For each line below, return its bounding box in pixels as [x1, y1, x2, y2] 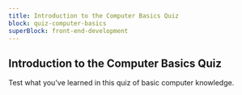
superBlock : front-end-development [8, 27, 129, 35]
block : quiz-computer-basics [8, 19, 107, 27]
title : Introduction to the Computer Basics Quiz [8, 11, 180, 20]
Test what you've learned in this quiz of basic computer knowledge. [8, 78, 235, 88]
